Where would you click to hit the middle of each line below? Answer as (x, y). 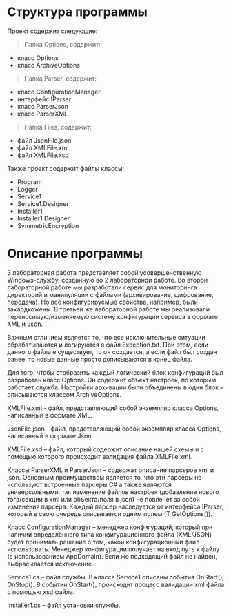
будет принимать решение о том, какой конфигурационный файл (103, 542)
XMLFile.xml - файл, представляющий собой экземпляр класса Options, (113, 408)
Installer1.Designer (43, 218)
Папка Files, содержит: (58, 127)
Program (30, 182)
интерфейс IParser (44, 99)
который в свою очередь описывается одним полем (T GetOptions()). (110, 513)
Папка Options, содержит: (62, 44)
